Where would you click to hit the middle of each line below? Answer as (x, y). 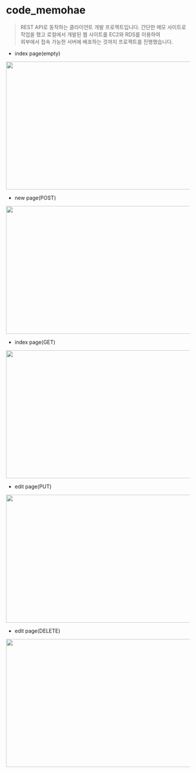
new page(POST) (35, 198)
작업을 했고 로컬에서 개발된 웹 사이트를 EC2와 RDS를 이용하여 (90, 34)
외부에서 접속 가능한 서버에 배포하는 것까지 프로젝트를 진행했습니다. (97, 42)
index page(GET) (35, 342)
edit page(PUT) (33, 486)
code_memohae (46, 10)
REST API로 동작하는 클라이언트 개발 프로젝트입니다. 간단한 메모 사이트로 (103, 27)
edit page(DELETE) (37, 631)
